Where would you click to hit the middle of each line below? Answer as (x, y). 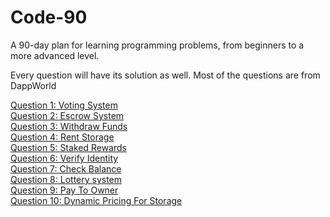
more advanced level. (55, 55)
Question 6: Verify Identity (64, 158)
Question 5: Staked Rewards (68, 147)
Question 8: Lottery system (66, 179)
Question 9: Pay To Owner (64, 190)
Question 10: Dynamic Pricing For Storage (96, 200)
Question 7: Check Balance (66, 168)
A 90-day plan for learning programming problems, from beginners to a (157, 45)
